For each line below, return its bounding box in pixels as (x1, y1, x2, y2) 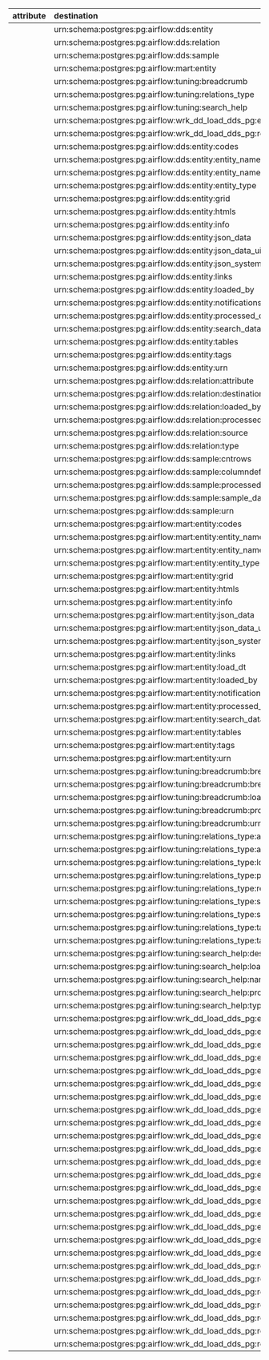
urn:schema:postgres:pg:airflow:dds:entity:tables (54, 336, 239, 347)
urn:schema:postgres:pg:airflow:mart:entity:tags (54, 740, 235, 750)
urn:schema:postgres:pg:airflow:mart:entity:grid (54, 570, 234, 581)
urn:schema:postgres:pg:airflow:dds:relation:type (54, 441, 239, 451)
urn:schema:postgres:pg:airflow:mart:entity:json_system (54, 636, 266, 646)
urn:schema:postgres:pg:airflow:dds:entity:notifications (54, 297, 263, 308)
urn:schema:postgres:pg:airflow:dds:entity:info (54, 219, 230, 230)
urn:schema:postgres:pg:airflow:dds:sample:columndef (54, 466, 262, 477)
